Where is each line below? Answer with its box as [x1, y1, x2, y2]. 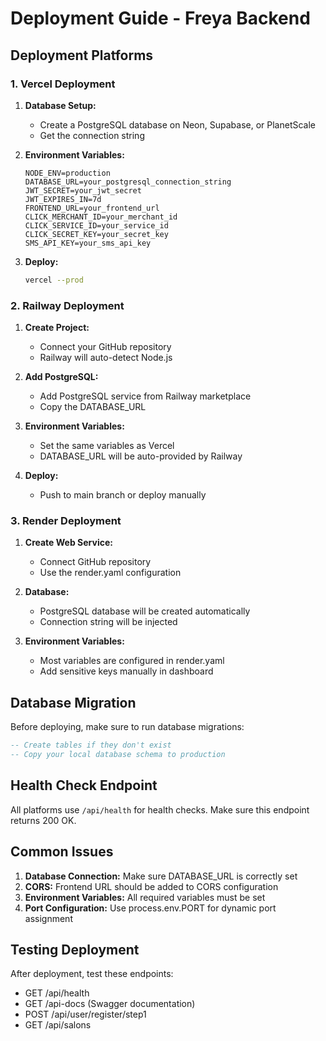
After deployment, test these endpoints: [10, 968, 174, 980]
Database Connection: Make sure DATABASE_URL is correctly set [24, 870, 298, 882]
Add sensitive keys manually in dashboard [39, 665, 214, 677]
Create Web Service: [24, 537, 113, 549]
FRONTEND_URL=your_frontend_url [24, 203, 160, 213]
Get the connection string [39, 129, 145, 141]
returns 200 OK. [10, 814, 77, 826]
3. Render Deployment [10, 513, 122, 527]
